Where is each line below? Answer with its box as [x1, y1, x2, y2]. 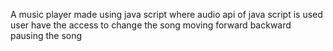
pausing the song [10, 30, 83, 41]
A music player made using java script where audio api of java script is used [10, 9, 323, 20]
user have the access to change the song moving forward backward [10, 19, 292, 31]
